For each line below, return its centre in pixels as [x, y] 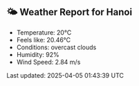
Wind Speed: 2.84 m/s [48, 62]
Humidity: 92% [38, 54]
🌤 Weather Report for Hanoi [69, 12]
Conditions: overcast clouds [56, 47]
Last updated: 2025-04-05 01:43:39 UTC [65, 75]
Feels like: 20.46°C [44, 40]
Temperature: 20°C [44, 32]
